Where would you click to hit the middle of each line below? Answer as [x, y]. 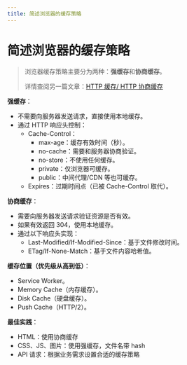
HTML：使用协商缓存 [48, 336]
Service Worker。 [43, 280]
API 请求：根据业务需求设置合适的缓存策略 [78, 354]
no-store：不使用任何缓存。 [78, 160]
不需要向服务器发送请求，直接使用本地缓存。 [82, 116]
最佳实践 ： [23, 322]
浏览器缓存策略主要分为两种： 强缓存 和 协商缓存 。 [95, 71]
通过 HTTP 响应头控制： [52, 125]
